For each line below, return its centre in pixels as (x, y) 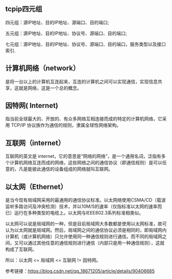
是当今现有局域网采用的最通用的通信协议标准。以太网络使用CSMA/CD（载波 (86, 200)
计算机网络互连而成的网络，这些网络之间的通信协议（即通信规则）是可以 (86, 163)
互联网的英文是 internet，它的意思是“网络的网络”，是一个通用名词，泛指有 (83, 156)
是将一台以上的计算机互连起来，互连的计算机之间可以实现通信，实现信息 (81, 81)
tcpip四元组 (24, 9)
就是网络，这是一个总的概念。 (50, 88)
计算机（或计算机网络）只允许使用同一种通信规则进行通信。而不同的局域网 (84, 237)
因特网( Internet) (32, 106)
